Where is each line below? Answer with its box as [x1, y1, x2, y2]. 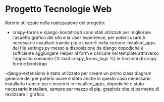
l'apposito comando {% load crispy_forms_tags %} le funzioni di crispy [12, 55, 157, 61]
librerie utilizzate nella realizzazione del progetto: [5, 20, 106, 26]
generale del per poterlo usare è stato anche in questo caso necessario [5, 75, 151, 81]
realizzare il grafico [5, 91, 45, 97]
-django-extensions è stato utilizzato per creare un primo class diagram [5, 70, 152, 76]
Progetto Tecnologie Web [5, 3, 112, 15]
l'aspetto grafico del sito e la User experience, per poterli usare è [12, 34, 145, 40]
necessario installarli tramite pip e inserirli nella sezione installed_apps [12, 39, 156, 45]
